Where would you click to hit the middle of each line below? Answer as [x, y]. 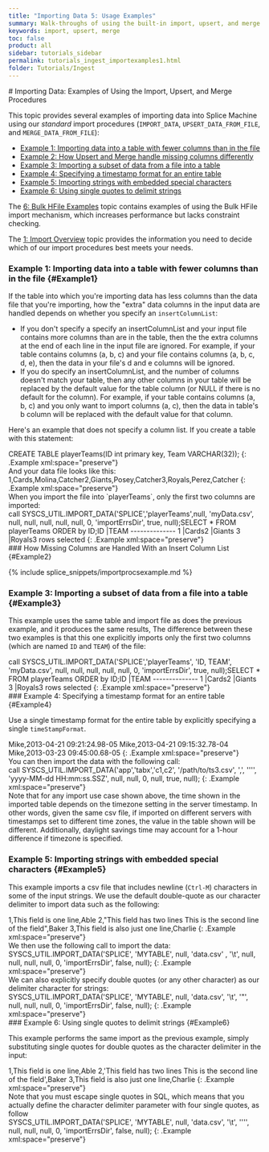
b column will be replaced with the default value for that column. [126, 415]
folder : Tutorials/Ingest [51, 68]
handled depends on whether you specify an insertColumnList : [113, 313]
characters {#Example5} [57, 869]
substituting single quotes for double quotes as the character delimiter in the [135, 1047]
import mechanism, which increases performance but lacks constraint [124, 215]
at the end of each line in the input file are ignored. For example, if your [137, 346]
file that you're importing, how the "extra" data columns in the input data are [134, 305]
